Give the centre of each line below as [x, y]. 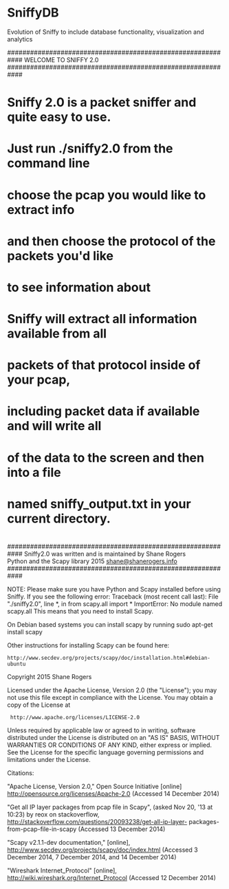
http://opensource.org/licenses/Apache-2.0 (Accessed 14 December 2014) [113, 794]
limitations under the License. [49, 760]
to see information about [79, 287]
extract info [41, 209]
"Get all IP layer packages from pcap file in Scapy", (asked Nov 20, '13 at [110, 807]
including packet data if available [103, 411]
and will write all [54, 426]
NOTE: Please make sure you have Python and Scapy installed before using [114, 589]
